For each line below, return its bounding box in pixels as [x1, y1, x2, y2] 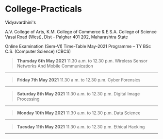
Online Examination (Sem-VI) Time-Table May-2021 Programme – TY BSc [5, 43, 151, 49]
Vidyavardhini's [5, 19, 36, 25]
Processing [16, 96, 40, 102]
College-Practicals [5, 3, 82, 15]
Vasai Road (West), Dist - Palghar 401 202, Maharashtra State [5, 34, 128, 40]
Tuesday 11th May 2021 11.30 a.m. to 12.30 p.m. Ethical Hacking [16, 124, 145, 129]
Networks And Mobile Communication [16, 63, 94, 69]
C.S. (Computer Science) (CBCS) [5, 48, 71, 54]
